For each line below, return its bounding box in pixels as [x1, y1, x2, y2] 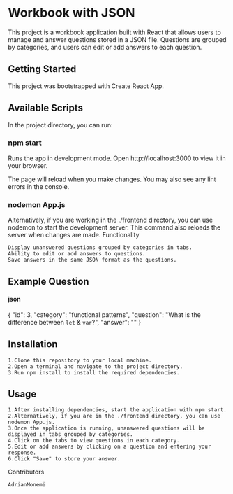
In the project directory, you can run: [8, 120, 113, 129]
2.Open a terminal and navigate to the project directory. [8, 362, 183, 370]
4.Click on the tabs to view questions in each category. [8, 437, 180, 444]
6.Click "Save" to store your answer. [8, 456, 121, 463]
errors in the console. [8, 182, 70, 190]
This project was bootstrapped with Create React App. [8, 82, 165, 90]
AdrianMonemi [8, 481, 46, 488]
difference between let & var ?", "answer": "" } [8, 318, 142, 326]
